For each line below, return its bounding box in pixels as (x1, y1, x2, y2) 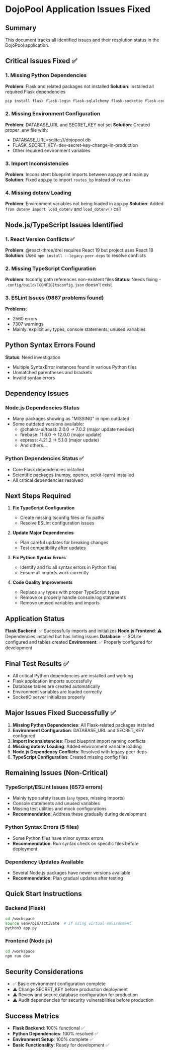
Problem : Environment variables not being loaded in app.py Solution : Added (5, 201, 164, 207)
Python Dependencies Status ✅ (5, 455, 84, 462)
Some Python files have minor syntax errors (12, 835, 104, 841)
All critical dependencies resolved (12, 477, 83, 483)
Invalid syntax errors (12, 375, 55, 381)
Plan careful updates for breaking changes (20, 540, 109, 546)
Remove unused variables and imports (20, 600, 100, 606)
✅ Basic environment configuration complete (12, 981, 106, 987)
